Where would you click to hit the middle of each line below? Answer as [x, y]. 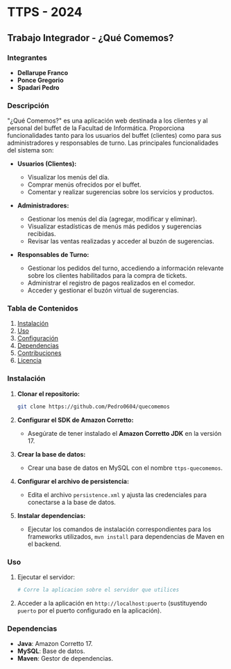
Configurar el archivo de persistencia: [73, 481]
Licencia [29, 361]
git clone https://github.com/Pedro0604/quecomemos [93, 407]
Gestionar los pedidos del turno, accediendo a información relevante [126, 268]
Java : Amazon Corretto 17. [55, 644]
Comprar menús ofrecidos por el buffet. [84, 184]
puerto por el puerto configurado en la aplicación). [89, 611]
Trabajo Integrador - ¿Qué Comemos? [91, 38]
